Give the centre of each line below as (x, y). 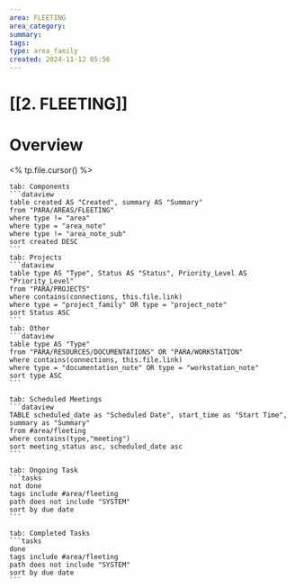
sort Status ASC (40, 313)
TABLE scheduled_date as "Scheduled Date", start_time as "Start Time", (148, 415)
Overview (46, 145)
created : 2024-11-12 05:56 (60, 59)
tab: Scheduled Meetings (56, 400)
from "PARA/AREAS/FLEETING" (62, 211)
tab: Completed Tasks (50, 534)
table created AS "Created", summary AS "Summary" (106, 203)
